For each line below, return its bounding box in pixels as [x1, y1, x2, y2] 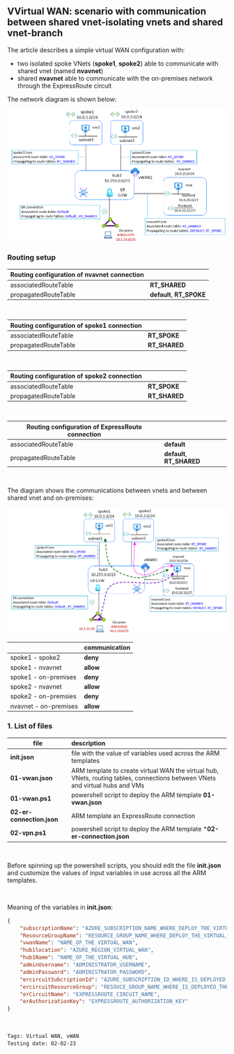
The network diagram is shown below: [7, 95, 117, 103]
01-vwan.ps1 [10, 794, 52, 803]
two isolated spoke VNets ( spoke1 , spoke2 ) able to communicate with [17, 59, 219, 68]
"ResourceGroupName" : [19, 932, 82, 939]
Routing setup [7, 253, 56, 262]
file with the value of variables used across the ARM [71, 749, 220, 757]
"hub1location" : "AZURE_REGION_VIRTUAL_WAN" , [19, 947, 155, 954]
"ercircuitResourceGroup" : [19, 983, 98, 991]
